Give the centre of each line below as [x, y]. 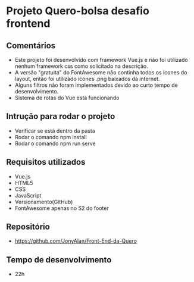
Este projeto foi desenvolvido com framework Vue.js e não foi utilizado [101, 60]
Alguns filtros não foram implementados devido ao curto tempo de [96, 85]
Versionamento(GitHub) [44, 202]
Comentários [31, 46]
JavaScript [28, 195]
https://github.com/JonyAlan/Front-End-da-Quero [76, 241]
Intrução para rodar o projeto [61, 116]
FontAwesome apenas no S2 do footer [62, 208]
